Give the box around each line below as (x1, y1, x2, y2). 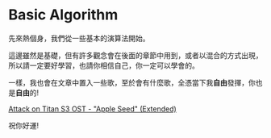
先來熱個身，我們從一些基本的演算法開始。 (8, 33, 150, 43)
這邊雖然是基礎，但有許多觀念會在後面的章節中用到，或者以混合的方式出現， (8, 50, 263, 60)
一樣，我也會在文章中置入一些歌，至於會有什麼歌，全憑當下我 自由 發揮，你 (8, 77, 256, 87)
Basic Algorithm (8, 6, 119, 24)
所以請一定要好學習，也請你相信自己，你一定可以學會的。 (8, 61, 199, 70)
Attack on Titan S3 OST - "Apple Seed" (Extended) (8, 103, 177, 114)
